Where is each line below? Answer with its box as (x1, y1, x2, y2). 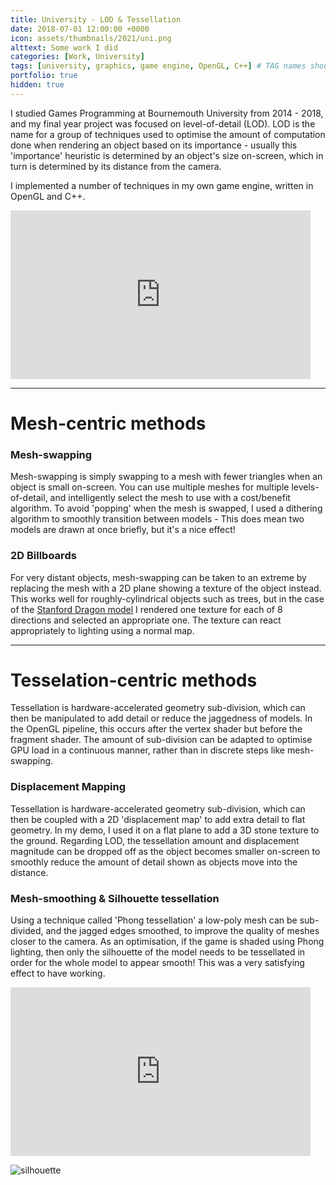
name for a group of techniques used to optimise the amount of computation (10, 128, 326, 140)
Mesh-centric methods (10, 412, 207, 435)
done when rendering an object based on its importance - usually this (10, 139, 298, 151)
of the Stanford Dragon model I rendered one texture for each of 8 (10, 603, 283, 615)
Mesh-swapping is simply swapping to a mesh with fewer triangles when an (10, 471, 323, 483)
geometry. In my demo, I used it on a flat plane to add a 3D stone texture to (10, 824, 320, 836)
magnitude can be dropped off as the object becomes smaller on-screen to (10, 845, 321, 857)
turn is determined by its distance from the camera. (10, 160, 222, 172)
